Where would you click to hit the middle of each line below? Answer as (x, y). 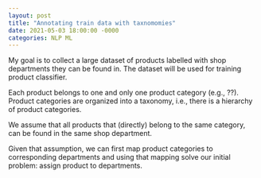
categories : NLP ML (41, 38)
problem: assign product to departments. (76, 166)
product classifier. (38, 77)
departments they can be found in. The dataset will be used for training (125, 69)
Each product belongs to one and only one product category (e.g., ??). (123, 93)
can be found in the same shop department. (80, 133)
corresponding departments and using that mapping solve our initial (119, 157)
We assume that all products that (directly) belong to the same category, (127, 125)
